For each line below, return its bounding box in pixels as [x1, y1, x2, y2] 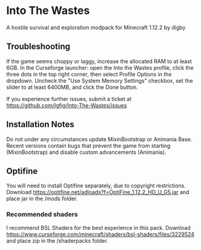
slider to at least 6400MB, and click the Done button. [6, 83, 138, 91]
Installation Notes [6, 119, 74, 130]
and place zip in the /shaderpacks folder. [6, 237, 108, 244]
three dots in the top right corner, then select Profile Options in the [6, 71, 172, 78]
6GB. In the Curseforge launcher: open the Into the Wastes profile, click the [6, 64, 194, 71]
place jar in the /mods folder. [6, 195, 78, 203]
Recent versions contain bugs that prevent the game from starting [6, 142, 171, 149]
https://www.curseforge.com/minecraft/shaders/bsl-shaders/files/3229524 [6, 231, 195, 238]
